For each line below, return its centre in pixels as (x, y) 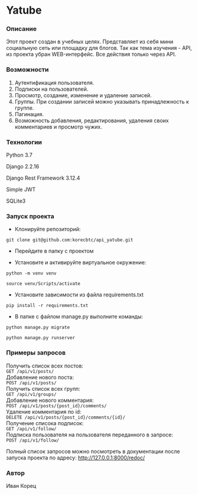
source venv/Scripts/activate (43, 284)
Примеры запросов (36, 353)
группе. (24, 108)
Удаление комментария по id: (44, 411)
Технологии (24, 142)
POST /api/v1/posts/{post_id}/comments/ (57, 406)
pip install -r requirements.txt (47, 306)
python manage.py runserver (41, 338)
